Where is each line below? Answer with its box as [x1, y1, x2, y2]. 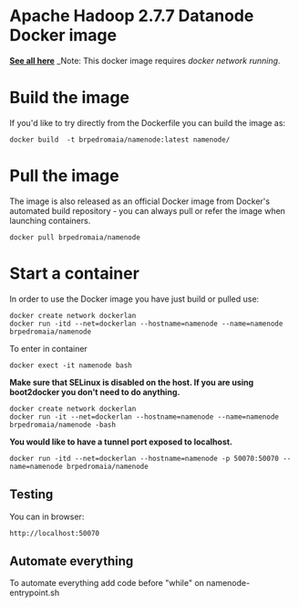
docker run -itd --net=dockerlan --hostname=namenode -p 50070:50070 [9, 453, 280, 463]
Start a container [9, 263, 139, 283]
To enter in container [9, 343, 88, 354]
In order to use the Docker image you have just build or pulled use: [9, 293, 260, 304]
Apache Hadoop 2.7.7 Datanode [9, 5, 254, 27]
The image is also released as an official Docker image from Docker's [9, 196, 271, 207]
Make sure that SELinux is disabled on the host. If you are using [9, 377, 254, 388]
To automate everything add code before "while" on [9, 578, 205, 589]
